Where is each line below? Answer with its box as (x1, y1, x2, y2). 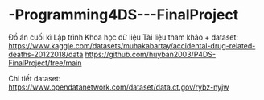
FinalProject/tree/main (8, 58, 82, 68)
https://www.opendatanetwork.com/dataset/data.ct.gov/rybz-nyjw (8, 82, 229, 92)
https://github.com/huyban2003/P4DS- (85, 49, 216, 59)
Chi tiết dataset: (8, 73, 61, 83)
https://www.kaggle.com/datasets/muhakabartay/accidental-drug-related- (8, 40, 256, 50)
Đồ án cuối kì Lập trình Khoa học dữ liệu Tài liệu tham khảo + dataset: (8, 32, 239, 42)
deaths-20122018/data (8, 49, 84, 59)
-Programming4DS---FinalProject (8, 6, 239, 24)
